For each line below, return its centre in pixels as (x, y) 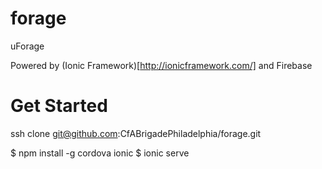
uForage (27, 46)
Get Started (59, 106)
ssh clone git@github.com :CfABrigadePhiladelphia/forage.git (136, 133)
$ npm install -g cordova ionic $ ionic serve (100, 153)
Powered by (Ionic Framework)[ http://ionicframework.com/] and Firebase (161, 65)
